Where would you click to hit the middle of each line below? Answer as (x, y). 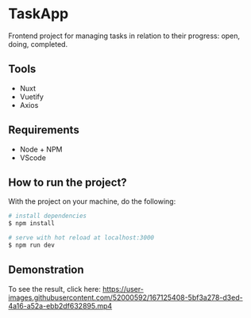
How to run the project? (68, 182)
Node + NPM (41, 149)
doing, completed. (38, 44)
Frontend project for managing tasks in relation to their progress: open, (124, 36)
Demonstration (46, 270)
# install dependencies (48, 216)
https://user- (123, 289)
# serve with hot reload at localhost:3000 (81, 238)
